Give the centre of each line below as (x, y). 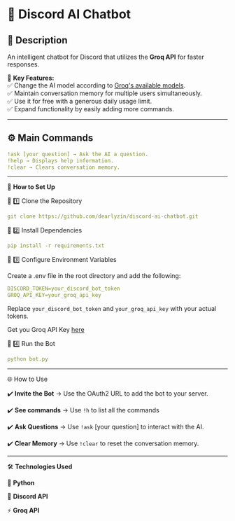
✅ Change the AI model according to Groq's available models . (97, 85)
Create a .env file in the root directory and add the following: (94, 276)
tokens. (18, 316)
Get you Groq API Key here (46, 329)
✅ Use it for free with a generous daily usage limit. (80, 101)
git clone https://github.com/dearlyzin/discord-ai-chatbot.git (103, 216)
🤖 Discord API (28, 496)
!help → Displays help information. (60, 160)
